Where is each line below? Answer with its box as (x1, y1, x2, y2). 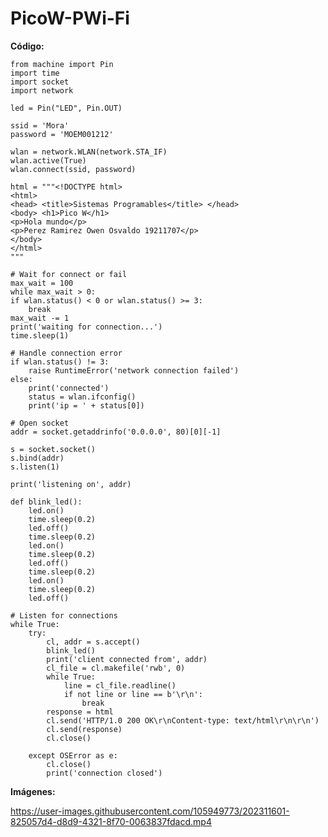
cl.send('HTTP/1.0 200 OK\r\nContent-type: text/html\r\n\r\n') (46, 715, 320, 726)
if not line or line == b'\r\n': (63, 689, 203, 699)
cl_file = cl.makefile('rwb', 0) (46, 663, 186, 673)
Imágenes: (10, 785, 56, 797)
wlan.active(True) (10, 155, 87, 166)
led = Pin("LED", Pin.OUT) (10, 103, 123, 113)
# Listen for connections (10, 610, 118, 621)
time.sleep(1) (10, 330, 70, 341)
